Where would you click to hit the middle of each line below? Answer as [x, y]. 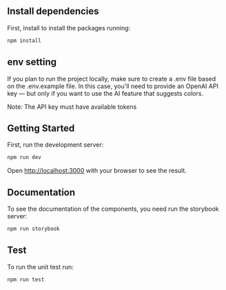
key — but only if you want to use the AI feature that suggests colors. [105, 93]
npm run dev [24, 158]
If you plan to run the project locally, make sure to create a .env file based [112, 79]
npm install [24, 41]
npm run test [26, 279]
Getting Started [41, 128]
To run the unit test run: [40, 267]
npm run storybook [33, 229]
